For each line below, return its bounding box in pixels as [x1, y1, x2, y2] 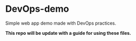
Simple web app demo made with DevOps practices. [5, 20, 116, 26]
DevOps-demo [5, 3, 69, 15]
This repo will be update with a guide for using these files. [5, 30, 131, 36]
